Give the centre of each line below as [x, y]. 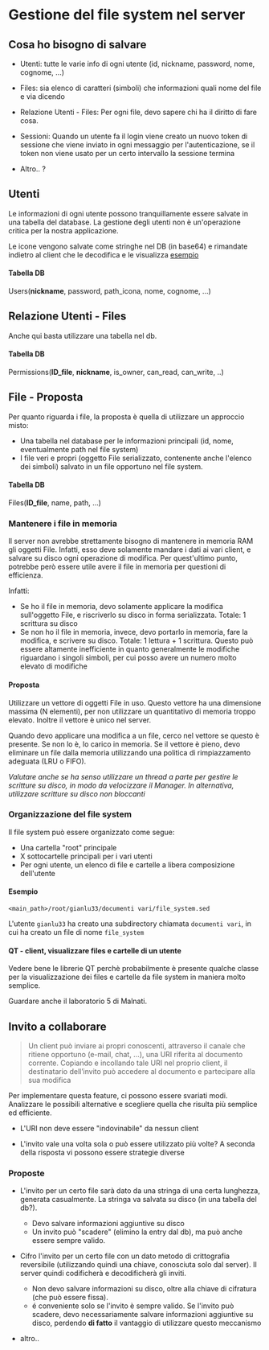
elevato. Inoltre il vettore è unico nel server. [80, 720]
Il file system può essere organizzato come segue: [92, 832]
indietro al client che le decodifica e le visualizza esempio [104, 254]
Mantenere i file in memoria [63, 523]
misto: [18, 425]
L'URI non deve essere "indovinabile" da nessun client [109, 1129]
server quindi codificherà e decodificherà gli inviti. [103, 1274]
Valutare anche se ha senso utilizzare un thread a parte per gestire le [123, 776]
